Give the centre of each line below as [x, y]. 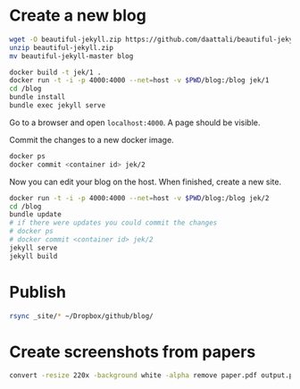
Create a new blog [78, 16]
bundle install [37, 97]
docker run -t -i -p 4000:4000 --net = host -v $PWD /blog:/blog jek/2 [139, 198]
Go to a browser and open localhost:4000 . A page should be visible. [135, 123]
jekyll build [33, 256]
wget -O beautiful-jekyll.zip [66, 39]
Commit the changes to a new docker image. [92, 140]
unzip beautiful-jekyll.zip [62, 47]
